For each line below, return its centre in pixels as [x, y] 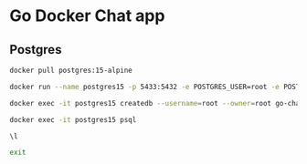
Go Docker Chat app [87, 16]
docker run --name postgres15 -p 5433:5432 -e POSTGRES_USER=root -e [145, 87]
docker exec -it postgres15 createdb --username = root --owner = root [141, 103]
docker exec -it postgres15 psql [73, 119]
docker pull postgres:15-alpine [71, 70]
